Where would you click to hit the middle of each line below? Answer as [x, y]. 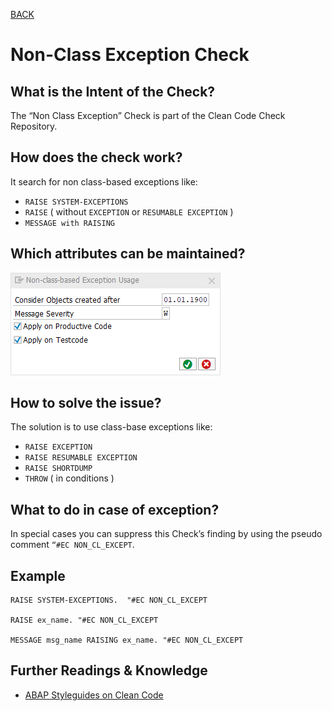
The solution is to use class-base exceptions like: [111, 427]
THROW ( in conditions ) [69, 478]
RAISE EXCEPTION [58, 447]
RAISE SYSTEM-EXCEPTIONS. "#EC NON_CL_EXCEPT [109, 600]
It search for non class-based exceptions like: [104, 181]
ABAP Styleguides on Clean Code [94, 695]
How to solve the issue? [86, 403]
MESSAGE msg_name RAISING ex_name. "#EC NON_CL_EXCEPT [127, 640]
